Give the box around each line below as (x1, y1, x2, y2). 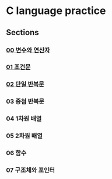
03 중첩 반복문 (6, 98, 45, 106)
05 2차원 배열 (6, 132, 43, 140)
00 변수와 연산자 (6, 46, 51, 54)
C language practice (6, 4, 106, 18)
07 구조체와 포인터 (6, 166, 55, 174)
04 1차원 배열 (6, 115, 42, 123)
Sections (6, 27, 39, 37)
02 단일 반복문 (6, 80, 45, 88)
